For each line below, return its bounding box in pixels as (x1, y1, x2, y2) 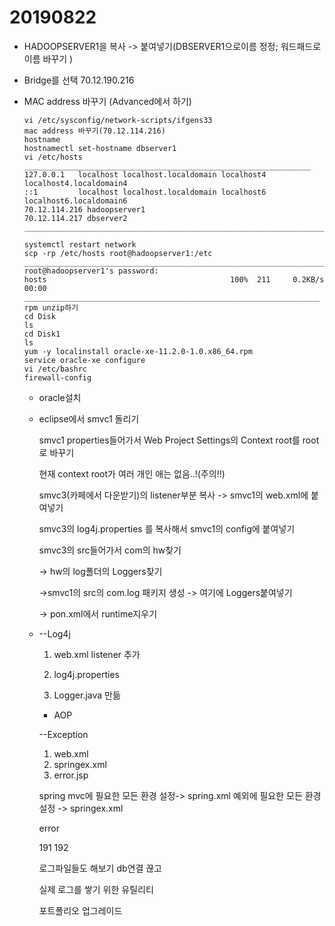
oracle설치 (38, 391, 82, 403)
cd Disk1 (23, 329, 61, 339)
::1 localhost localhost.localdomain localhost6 (23, 187, 267, 197)
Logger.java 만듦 (53, 689, 121, 701)
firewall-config (23, 372, 92, 383)
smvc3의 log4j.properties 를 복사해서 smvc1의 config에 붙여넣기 (38, 522, 296, 535)
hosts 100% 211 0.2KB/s (23, 274, 325, 285)
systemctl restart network (23, 239, 137, 250)
